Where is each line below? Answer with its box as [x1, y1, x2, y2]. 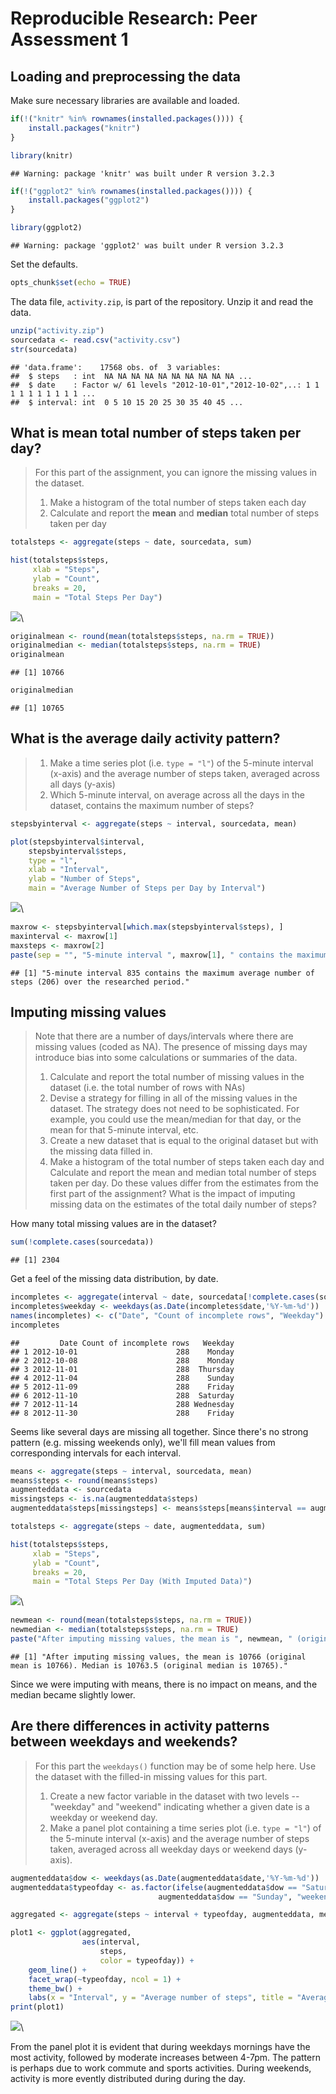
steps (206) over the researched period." [10, 977, 190, 987]
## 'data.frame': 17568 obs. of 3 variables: [10, 362, 222, 372]
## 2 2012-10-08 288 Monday [10, 1355, 235, 1366]
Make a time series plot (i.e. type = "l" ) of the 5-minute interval [49, 757, 314, 769]
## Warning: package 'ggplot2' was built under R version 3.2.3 [10, 241, 284, 251]
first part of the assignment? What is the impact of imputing [49, 1188, 296, 1200]
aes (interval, [81, 1937, 141, 1947]
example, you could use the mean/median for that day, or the [49, 1113, 302, 1126]
